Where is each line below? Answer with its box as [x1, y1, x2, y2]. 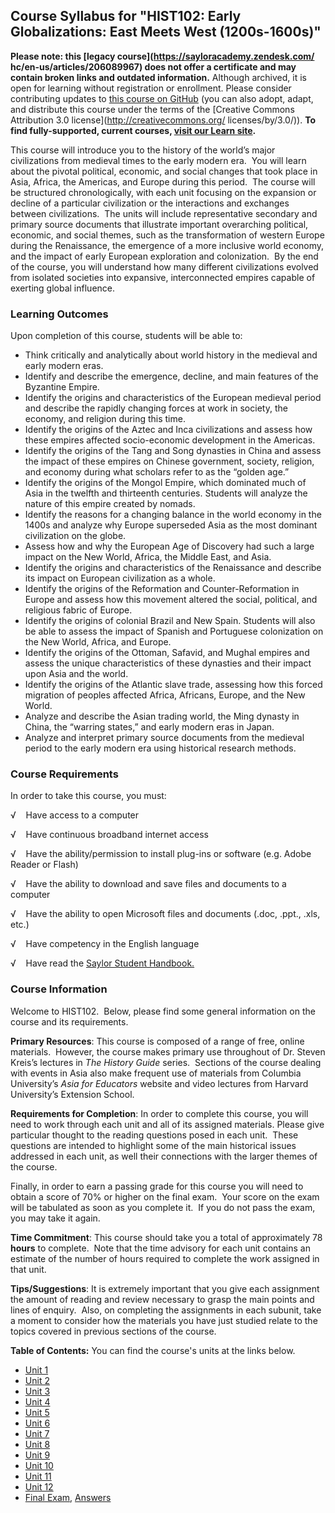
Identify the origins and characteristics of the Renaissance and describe [24, 562, 322, 574]
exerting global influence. [10, 282, 116, 294]
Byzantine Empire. [24, 381, 100, 393]
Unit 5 [24, 1406, 50, 1418]
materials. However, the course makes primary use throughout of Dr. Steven [10, 1045, 326, 1058]
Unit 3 [24, 1385, 51, 1397]
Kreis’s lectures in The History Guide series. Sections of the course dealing [10, 1056, 322, 1068]
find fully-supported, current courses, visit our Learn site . [10, 124, 257, 136]
